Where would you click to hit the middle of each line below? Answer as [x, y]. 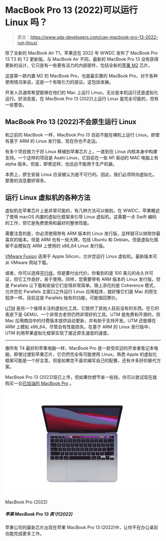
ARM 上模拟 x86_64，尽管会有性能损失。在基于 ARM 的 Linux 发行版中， [79, 326]
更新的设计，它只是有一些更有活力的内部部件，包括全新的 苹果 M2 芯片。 [79, 65]
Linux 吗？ [26, 23]
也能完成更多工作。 [25, 534]
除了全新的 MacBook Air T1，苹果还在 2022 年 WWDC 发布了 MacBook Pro [82, 53]
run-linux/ [27, 43]
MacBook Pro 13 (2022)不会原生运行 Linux [71, 122]
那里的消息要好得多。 [27, 180]
